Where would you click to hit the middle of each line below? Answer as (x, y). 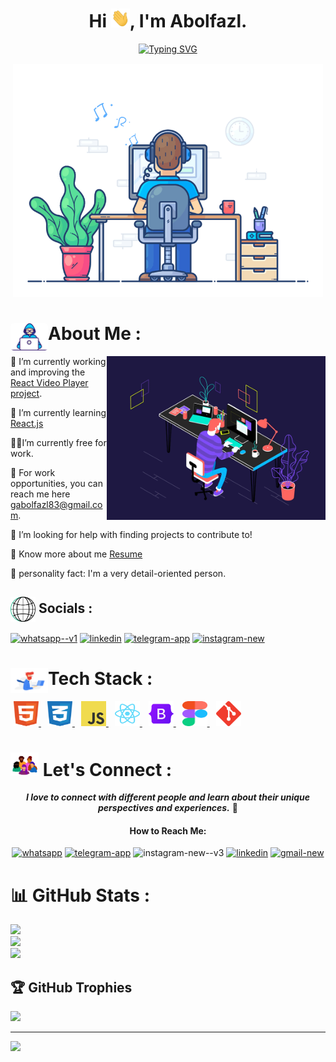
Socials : (65, 608)
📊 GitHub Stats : (80, 895)
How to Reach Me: (168, 830)
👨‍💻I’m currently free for (58, 442)
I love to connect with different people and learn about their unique (168, 797)
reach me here (40, 494)
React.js (27, 423)
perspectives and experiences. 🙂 (168, 808)
